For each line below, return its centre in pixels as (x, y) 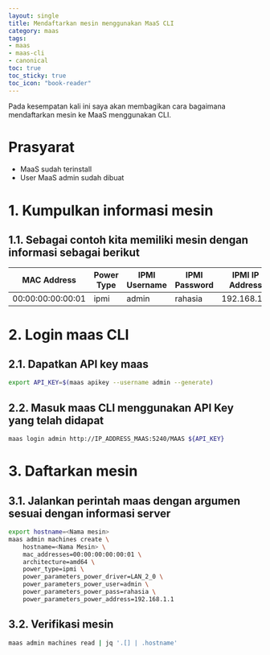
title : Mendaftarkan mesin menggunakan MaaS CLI (91, 23)
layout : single (34, 16)
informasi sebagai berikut (74, 253)
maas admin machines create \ (59, 539)
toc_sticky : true (37, 76)
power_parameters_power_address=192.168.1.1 (98, 599)
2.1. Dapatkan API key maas (78, 364)
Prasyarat (41, 147)
